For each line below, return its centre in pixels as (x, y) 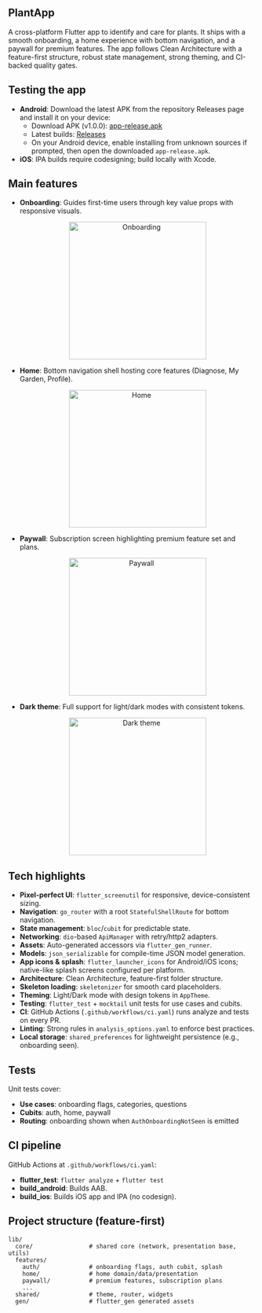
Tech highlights (47, 876)
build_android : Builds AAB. (63, 1188)
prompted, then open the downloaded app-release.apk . (121, 151)
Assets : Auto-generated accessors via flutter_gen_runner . (116, 945)
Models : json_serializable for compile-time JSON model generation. (132, 954)
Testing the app (47, 90)
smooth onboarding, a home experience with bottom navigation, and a (122, 40)
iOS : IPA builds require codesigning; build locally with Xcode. (118, 159)
